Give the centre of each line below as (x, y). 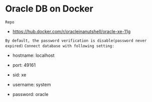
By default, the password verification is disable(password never (76, 41)
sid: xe (19, 75)
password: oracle (30, 94)
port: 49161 (24, 65)
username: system (32, 84)
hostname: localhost (33, 55)
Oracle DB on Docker (49, 9)
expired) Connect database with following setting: (60, 46)
